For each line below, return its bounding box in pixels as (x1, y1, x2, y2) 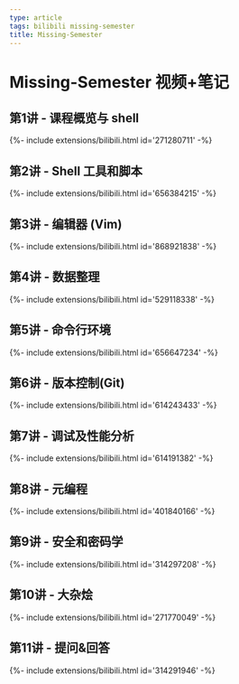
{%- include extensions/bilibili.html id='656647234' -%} (9, 347, 218, 358)
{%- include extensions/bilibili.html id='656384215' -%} (9, 188, 216, 199)
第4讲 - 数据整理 (9, 269, 100, 285)
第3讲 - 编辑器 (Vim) (9, 216, 123, 231)
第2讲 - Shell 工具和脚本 (9, 164, 142, 179)
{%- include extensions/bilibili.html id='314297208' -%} (9, 558, 216, 569)
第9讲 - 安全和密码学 (9, 534, 124, 549)
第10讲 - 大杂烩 (9, 587, 93, 603)
